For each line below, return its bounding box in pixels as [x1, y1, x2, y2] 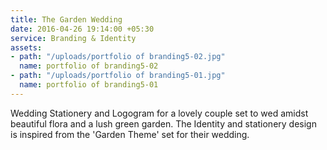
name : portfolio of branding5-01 [19, 80, 159, 90]
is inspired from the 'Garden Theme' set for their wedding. [10, 128, 250, 140]
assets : [10, 42, 43, 53]
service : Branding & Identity [10, 33, 137, 43]
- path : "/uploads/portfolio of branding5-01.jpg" [10, 71, 226, 81]
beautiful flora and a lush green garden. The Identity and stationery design [10, 117, 317, 130]
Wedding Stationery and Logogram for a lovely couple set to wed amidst [10, 107, 309, 119]
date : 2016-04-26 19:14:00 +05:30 [10, 24, 155, 34]
